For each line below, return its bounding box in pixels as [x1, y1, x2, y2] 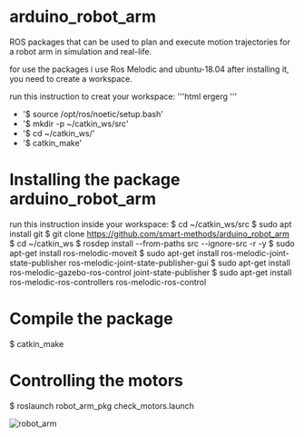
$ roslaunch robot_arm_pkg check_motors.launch [9, 400, 195, 411]
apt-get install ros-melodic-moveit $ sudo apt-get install [9, 247, 220, 258]
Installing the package [9, 170, 181, 190]
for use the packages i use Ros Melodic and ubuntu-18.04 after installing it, [9, 64, 289, 74]
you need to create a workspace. [9, 73, 133, 84]
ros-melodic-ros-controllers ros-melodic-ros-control [9, 276, 207, 287]
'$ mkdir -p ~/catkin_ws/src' [22, 118, 129, 129]
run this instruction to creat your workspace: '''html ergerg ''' [9, 91, 238, 102]
